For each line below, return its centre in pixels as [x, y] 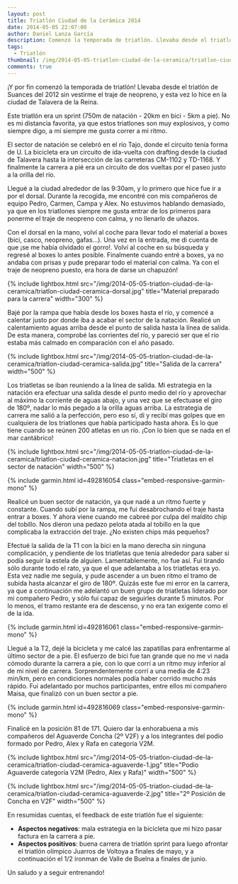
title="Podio [181, 765]
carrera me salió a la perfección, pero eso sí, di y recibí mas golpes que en [116, 415]
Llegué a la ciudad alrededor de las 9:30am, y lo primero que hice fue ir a [114, 188]
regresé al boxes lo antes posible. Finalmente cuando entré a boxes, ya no [116, 254]
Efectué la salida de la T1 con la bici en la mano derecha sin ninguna [107, 545]
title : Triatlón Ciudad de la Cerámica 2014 [74, 21]
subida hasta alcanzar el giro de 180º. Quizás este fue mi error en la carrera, [119, 583]
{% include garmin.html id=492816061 [63, 627]
